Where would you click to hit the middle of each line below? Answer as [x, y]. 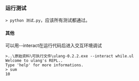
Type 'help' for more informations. [44, 65]
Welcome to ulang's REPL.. [34, 60]
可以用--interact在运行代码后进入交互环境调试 [54, 45]
